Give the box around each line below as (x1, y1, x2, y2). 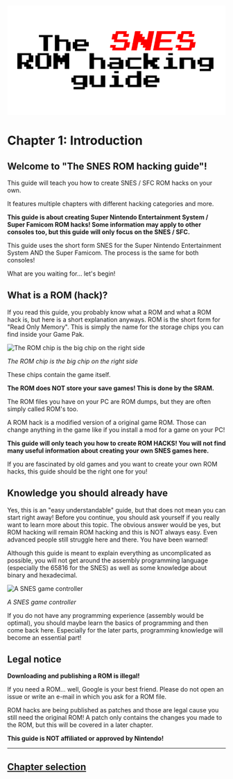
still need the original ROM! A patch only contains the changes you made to (7, 714, 223, 722)
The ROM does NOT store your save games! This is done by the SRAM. (7, 384, 215, 392)
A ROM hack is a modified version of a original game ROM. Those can (7, 418, 207, 426)
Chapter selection (7, 761, 87, 773)
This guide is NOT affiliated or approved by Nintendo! (7, 735, 164, 743)
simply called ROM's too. (7, 405, 78, 413)
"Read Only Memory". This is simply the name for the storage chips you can (7, 322, 224, 331)
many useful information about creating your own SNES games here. (7, 446, 209, 455)
